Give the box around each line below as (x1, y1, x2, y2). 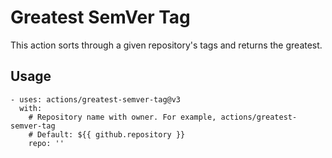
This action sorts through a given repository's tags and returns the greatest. (10, 39, 323, 51)
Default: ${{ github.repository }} (36, 129, 186, 140)
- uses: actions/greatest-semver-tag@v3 (10, 94, 182, 105)
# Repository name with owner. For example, (28, 112, 217, 122)
